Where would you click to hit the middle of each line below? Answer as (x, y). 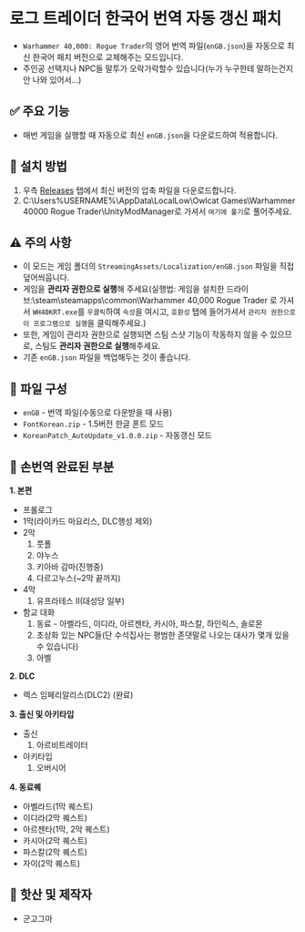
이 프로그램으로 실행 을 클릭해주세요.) (84, 323)
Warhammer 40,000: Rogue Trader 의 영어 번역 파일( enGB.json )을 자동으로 (153, 46)
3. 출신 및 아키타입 (42, 714)
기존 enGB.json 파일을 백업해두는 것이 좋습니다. (107, 357)
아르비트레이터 (62, 745)
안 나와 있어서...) (52, 79)
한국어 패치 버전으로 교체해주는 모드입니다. (108, 56)
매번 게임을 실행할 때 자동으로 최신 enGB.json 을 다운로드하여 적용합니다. (150, 135)
